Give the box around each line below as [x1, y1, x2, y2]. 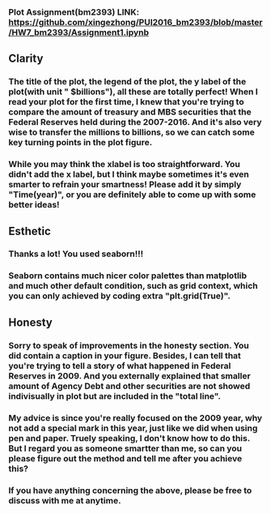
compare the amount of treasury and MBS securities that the [8, 106, 252, 118]
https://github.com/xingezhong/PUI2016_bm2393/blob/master [8, 16, 263, 28]
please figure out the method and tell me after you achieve [8, 452, 243, 464]
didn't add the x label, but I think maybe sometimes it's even [8, 169, 249, 180]
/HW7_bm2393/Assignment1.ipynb [8, 27, 150, 38]
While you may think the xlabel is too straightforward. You [8, 159, 240, 170]
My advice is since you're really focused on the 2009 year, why [8, 412, 263, 423]
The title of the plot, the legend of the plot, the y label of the [8, 76, 247, 88]
